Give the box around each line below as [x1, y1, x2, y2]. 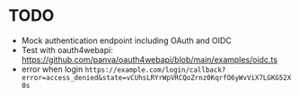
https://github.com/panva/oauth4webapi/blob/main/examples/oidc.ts [21, 54, 278, 65]
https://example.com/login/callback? [84, 65, 226, 75]
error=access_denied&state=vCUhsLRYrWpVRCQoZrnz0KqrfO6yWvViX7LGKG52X [21, 73, 292, 82]
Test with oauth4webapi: [21, 44, 113, 55]
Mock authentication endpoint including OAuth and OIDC [21, 35, 233, 46]
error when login [21, 64, 84, 75]
